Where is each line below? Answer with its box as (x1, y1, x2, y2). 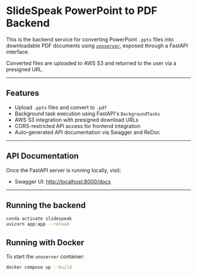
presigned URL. (6, 65, 44, 73)
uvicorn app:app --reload (6, 221, 69, 227)
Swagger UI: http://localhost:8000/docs (14, 178, 111, 185)
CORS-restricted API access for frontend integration (14, 122, 141, 129)
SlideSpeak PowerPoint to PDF (6, 4, 158, 18)
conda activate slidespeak (6, 216, 72, 222)
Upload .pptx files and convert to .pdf (14, 103, 107, 111)
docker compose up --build (6, 264, 72, 270)
